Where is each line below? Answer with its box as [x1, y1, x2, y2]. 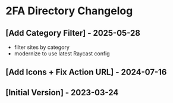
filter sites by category [14, 43, 70, 51]
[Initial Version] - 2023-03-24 [5, 88, 119, 98]
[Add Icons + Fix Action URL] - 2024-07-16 [5, 67, 167, 77]
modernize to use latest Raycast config [14, 50, 111, 57]
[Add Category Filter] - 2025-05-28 [5, 28, 141, 38]
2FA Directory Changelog [5, 4, 133, 18]
